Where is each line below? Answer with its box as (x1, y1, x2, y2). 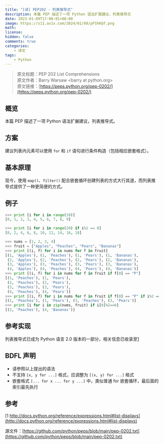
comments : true (5, 39, 36, 44)
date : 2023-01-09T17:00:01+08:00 (5, 16, 73, 21)
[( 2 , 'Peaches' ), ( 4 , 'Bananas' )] (5, 308, 76, 312)
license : (5, 30, 23, 35)
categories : (5, 44, 29, 48)
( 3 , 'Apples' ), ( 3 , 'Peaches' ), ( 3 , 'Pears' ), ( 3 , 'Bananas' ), (7, 262, 139, 267)
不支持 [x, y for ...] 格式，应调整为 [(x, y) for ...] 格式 (12, 372, 134, 377)
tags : (5, 52, 16, 58)
